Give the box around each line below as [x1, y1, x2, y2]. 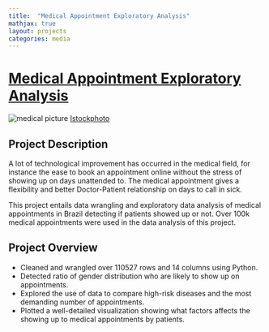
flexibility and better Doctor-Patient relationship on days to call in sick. [8, 184, 243, 194]
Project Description [8, 137, 109, 151]
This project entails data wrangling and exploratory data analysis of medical [8, 200, 262, 209]
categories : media [8, 34, 70, 43]
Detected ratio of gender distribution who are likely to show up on [19, 271, 240, 281]
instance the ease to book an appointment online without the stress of [8, 167, 242, 177]
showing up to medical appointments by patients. [19, 314, 185, 324]
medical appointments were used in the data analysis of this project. [8, 218, 237, 227]
